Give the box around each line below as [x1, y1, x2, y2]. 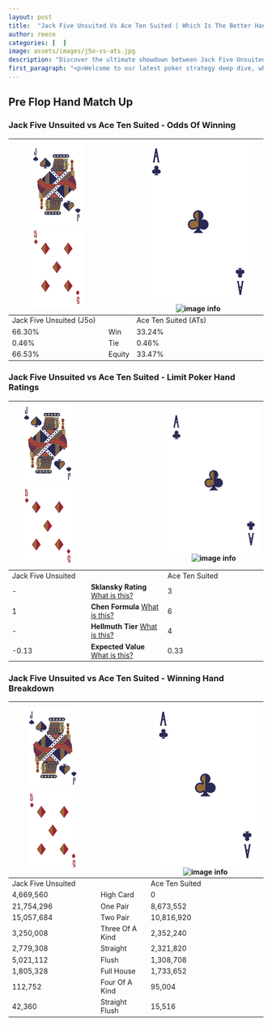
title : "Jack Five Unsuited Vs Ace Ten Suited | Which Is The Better [8, 21, 252, 30]
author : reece [8, 30, 57, 38]
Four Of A [100, 977, 133, 987]
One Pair [100, 901, 130, 911]
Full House [100, 966, 136, 976]
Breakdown [8, 683, 54, 694]
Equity [108, 349, 130, 360]
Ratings [8, 381, 40, 393]
